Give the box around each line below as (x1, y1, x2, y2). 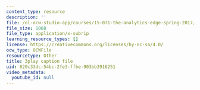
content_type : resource (6, 8, 65, 15)
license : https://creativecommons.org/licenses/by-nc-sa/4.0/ (6, 42, 164, 48)
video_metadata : (6, 69, 46, 75)
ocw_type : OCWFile (6, 47, 52, 53)
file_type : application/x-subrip (6, 31, 89, 37)
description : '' (6, 14, 46, 20)
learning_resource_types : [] (6, 36, 79, 42)
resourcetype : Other (6, 53, 58, 59)
